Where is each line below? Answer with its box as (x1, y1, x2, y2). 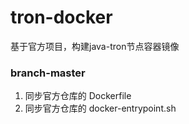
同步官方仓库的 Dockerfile (24, 90, 132, 102)
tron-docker (10, 6, 113, 29)
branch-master (10, 66, 86, 80)
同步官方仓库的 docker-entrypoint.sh (24, 102, 177, 115)
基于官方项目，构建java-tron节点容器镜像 (10, 40, 180, 52)
